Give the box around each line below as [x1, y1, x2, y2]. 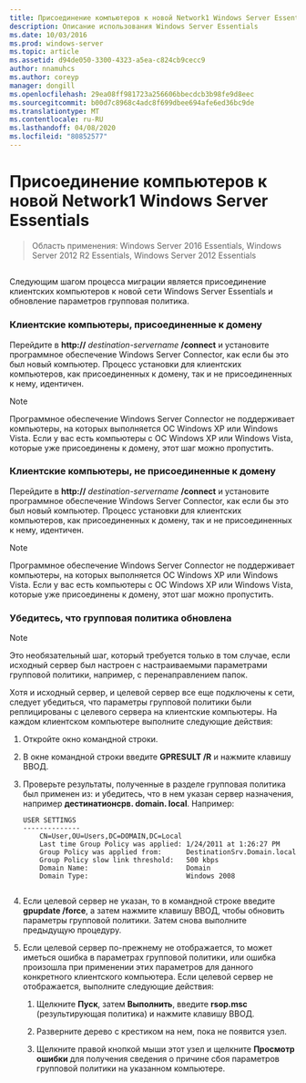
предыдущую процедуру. [22, 924, 122, 935]
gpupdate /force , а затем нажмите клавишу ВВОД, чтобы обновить [22, 905, 285, 916]
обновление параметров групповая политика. [9, 295, 189, 306]
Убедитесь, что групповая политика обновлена [9, 612, 232, 624]
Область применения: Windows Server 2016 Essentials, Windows [31, 240, 282, 251]
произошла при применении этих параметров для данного [22, 962, 253, 973]
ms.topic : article [9, 47, 79, 57]
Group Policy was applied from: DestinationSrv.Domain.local [39, 848, 297, 857]
